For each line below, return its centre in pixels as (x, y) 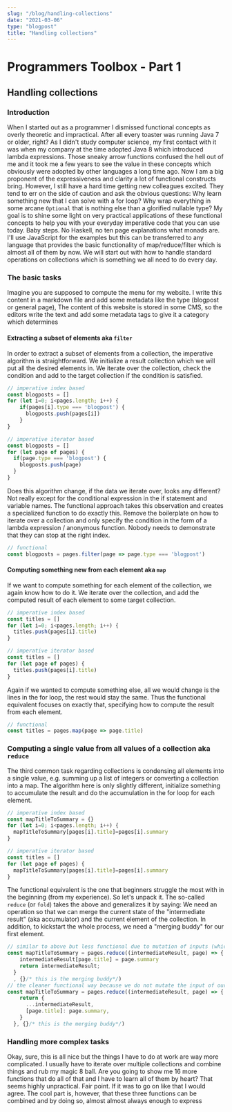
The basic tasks (35, 277)
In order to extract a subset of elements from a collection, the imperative (110, 353)
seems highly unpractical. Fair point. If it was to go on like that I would (106, 1086)
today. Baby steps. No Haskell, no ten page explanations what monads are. (114, 230)
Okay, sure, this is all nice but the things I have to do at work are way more (113, 1057)
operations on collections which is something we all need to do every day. (112, 259)
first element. (26, 934)
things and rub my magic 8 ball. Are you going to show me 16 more (102, 1072)
